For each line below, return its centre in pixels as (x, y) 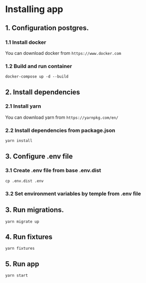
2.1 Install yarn (23, 106)
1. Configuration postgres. (47, 28)
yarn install (19, 141)
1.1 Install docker (26, 42)
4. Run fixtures (29, 237)
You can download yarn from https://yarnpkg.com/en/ (62, 117)
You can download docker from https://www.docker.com (63, 53)
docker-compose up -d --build (37, 77)
